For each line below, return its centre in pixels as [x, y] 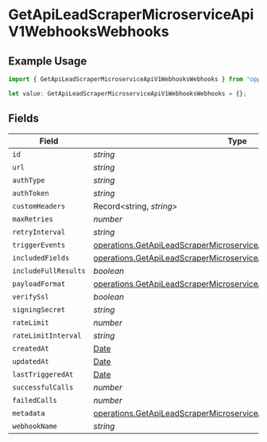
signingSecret [39, 309]
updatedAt [31, 361]
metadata [29, 413]
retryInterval [39, 232]
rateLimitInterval [47, 335]
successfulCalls [43, 387]
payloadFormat [39, 284]
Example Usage [48, 61]
